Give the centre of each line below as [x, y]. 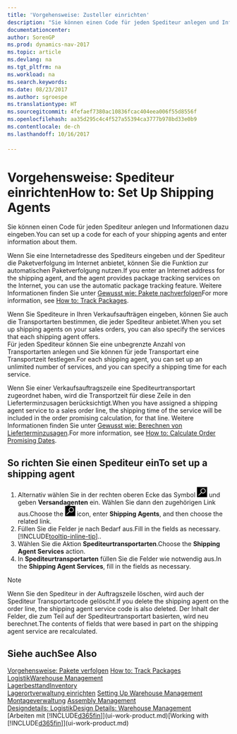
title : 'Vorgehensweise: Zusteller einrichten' [79, 15]
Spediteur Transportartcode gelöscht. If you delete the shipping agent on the [118, 601]
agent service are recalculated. [53, 632]
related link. [35, 521]
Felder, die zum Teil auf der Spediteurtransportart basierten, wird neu [108, 616]
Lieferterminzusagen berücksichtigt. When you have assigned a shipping [113, 403]
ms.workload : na [31, 74]
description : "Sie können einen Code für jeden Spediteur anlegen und [113, 22]
